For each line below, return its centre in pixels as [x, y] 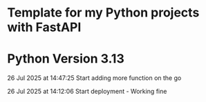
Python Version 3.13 [66, 59]
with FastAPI [44, 27]
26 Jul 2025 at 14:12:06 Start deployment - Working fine [87, 92]
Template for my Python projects [103, 13]
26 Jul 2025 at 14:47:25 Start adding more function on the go [94, 78]
